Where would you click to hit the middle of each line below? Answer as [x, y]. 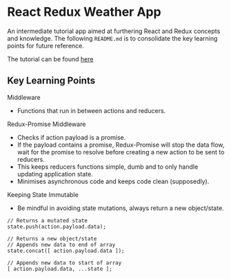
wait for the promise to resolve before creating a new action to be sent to [121, 152]
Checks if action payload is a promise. [71, 137]
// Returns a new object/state [52, 238]
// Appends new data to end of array [61, 245]
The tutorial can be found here [50, 59]
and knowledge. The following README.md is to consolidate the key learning [112, 38]
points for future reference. [46, 45]
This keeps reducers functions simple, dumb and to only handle [108, 167]
